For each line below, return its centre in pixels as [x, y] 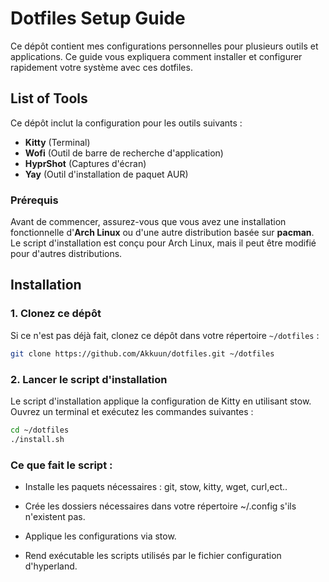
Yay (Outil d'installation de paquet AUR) [106, 174]
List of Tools [49, 98]
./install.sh [37, 439]
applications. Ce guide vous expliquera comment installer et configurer [156, 56]
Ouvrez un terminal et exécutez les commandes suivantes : [132, 411]
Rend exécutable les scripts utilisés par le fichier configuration [153, 555]
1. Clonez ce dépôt [56, 314]
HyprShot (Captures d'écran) [85, 163]
